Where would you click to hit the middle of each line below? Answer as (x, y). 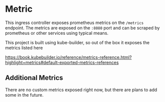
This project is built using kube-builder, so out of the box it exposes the (77, 42)
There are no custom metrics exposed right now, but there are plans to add (81, 90)
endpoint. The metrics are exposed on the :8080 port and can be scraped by (82, 27)
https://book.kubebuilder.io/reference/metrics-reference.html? (68, 57)
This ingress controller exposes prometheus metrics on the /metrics (74, 23)
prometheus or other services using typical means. (57, 33)
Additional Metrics (34, 78)
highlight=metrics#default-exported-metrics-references (62, 62)
